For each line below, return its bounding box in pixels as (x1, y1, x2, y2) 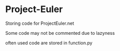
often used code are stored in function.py (5, 39, 93, 46)
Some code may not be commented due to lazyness (5, 30, 115, 36)
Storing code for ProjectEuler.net (5, 20, 75, 26)
